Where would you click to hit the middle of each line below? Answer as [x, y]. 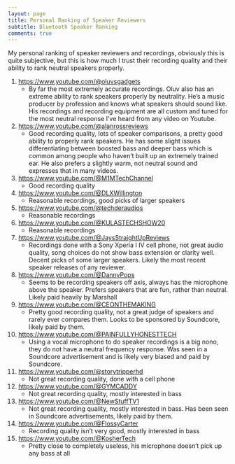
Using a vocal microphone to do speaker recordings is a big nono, [123, 342]
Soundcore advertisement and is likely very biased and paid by [119, 357]
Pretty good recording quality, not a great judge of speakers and [121, 312]
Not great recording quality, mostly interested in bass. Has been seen [128, 409]
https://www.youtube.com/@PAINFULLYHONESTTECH [97, 335]
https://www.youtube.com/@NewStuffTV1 [78, 401]
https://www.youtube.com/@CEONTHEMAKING [87, 304]
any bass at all [49, 454]
